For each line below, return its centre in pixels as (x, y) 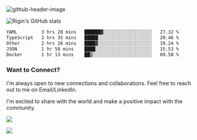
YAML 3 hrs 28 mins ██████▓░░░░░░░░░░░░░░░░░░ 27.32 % (93, 32)
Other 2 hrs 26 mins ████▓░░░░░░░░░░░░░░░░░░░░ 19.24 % (93, 43)
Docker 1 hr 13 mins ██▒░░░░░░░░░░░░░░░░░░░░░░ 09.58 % (93, 54)
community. (21, 107)
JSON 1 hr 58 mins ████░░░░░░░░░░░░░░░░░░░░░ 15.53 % (93, 49)
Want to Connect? (33, 70)
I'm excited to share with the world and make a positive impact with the (94, 101)
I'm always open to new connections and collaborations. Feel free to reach (99, 83)
